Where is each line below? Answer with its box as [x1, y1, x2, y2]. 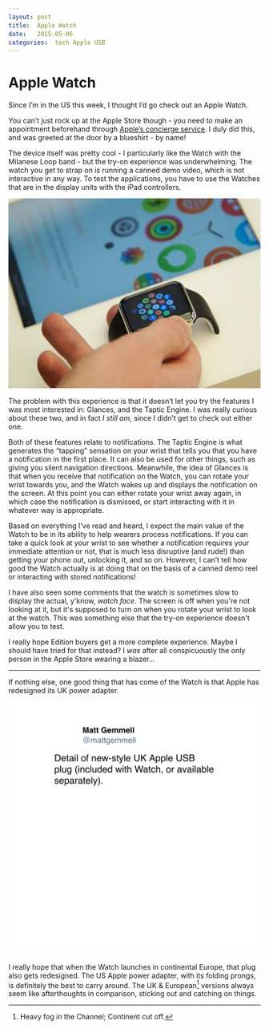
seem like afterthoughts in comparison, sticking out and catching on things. [8, 989, 257, 999]
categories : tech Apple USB [8, 38, 106, 46]
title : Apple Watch [8, 21, 78, 30]
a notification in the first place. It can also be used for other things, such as [8, 454, 256, 464]
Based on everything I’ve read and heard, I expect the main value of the [8, 521, 244, 531]
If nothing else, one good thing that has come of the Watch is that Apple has [8, 677, 259, 687]
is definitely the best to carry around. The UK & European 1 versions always [8, 979, 255, 990]
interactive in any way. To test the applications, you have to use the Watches [8, 174, 260, 184]
